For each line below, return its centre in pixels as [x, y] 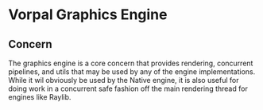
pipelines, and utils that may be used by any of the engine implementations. [132, 72]
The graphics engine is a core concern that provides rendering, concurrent [131, 63]
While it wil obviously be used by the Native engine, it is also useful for [124, 80]
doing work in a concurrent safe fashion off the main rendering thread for [128, 88]
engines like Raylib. [40, 97]
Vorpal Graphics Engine [88, 15]
